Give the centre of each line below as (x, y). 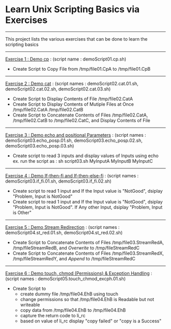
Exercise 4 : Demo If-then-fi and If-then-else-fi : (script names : (72, 175)
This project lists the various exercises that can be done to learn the (76, 39)
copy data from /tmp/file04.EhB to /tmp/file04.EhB (73, 310)
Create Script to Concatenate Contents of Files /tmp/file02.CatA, (80, 115)
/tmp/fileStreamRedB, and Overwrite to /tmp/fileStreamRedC (76, 248)
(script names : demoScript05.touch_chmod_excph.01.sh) (66, 279)
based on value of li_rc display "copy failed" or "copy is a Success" (91, 321)
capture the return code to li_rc (53, 315)
